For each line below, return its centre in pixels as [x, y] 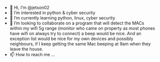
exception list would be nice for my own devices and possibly [71, 39]
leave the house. [26, 49]
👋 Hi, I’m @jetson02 [30, 8]
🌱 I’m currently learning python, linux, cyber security [62, 18]
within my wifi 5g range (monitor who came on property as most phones [82, 28]
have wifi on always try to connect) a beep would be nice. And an [75, 33]
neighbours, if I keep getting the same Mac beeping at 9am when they [80, 44]
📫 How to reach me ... [32, 54]
